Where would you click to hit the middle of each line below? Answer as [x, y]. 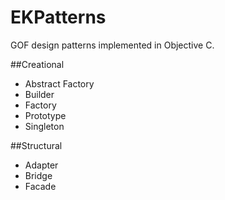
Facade [40, 186]
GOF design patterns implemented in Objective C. [112, 45]
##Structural [36, 145]
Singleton [44, 126]
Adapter [41, 165]
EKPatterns [58, 17]
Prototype [45, 115]
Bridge [38, 175]
